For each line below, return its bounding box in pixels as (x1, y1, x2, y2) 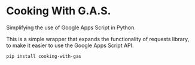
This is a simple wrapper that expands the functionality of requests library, (6, 35, 190, 42)
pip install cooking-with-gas (6, 53, 82, 59)
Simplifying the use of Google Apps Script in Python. (6, 24, 136, 31)
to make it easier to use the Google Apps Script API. (6, 42, 134, 49)
